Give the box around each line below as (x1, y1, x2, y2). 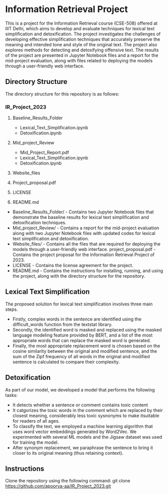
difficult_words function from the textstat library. (12, 321, 113, 327)
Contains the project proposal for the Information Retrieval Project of (12, 252, 155, 258)
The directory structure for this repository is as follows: (5, 91, 120, 97)
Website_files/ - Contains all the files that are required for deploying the (12, 241, 161, 247)
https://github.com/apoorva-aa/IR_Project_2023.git (5, 483, 111, 489)
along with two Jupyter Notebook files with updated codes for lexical (12, 230, 156, 236)
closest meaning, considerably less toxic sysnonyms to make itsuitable (12, 413, 159, 419)
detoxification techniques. (12, 220, 67, 226)
